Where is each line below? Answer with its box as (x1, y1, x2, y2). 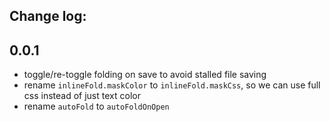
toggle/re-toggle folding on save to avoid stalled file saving (23, 69, 267, 81)
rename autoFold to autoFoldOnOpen (23, 100, 170, 113)
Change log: (9, 8, 87, 25)
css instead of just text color (23, 90, 141, 102)
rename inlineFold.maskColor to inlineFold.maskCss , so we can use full (23, 79, 321, 91)
